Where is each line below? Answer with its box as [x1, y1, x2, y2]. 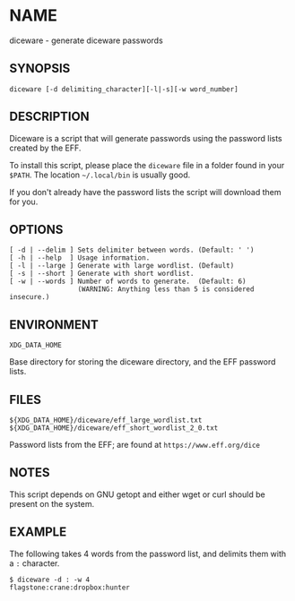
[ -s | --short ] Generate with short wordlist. [9, 270, 195, 279]
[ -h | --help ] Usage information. [9, 253, 151, 262]
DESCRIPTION [9, 109, 90, 124]
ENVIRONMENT [9, 317, 99, 332]
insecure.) [9, 293, 50, 302]
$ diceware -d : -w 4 [9, 575, 91, 584]
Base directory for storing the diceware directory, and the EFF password [9, 356, 276, 367]
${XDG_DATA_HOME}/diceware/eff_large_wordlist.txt [9, 416, 203, 425]
